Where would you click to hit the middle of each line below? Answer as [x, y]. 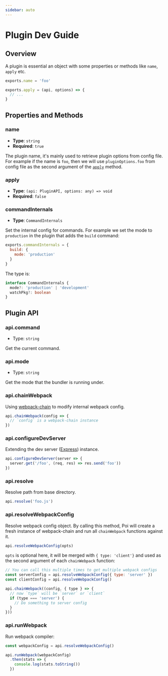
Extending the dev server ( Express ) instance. [52, 449]
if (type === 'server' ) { [37, 598]
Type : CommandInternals [37, 220]
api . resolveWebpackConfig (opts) [39, 546]
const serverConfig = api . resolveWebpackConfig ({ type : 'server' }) [79, 575]
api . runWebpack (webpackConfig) [38, 655]
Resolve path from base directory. [40, 492]
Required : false [29, 197]
